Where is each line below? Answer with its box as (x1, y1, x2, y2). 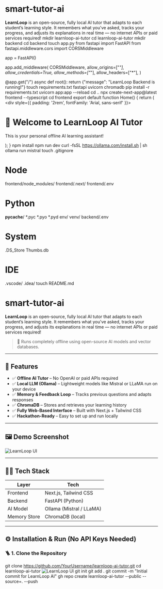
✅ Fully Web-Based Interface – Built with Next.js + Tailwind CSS (12, 408, 142, 413)
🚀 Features (5, 362, 38, 371)
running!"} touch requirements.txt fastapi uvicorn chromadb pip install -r (5, 84, 149, 90)
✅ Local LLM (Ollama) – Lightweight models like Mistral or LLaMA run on (12, 381, 158, 387)
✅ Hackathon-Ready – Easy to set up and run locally (12, 413, 118, 419)
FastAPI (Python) (44, 497, 84, 504)
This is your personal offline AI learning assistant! (5, 133, 104, 138)
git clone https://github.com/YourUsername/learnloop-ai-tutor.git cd (5, 563, 142, 569)
